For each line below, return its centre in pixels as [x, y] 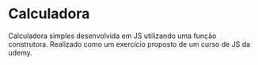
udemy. [21, 52]
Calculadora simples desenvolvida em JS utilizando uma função [112, 36]
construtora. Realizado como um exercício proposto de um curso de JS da [129, 44]
